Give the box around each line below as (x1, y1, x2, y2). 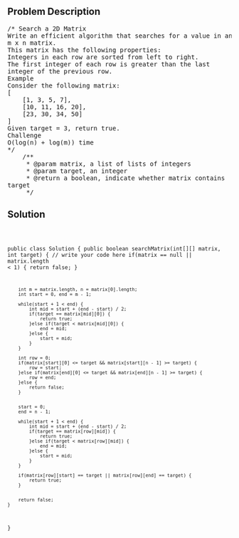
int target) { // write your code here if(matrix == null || (7, 251, 193, 258)
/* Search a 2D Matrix (7, 24, 87, 33)
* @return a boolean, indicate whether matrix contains (26, 174, 225, 182)
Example (7, 74, 34, 83)
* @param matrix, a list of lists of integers (26, 159, 192, 168)
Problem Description (7, 6, 101, 18)
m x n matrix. (7, 38, 57, 47)
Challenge (7, 131, 41, 139)
